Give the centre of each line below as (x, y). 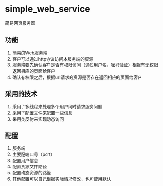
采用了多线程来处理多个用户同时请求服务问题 (57, 106)
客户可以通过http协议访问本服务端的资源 (53, 59)
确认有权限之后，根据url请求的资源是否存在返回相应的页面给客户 (77, 77)
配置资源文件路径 (29, 166)
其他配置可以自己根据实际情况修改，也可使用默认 (61, 179)
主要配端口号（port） (34, 154)
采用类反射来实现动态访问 (38, 119)
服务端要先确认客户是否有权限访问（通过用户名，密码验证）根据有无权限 (85, 65)
